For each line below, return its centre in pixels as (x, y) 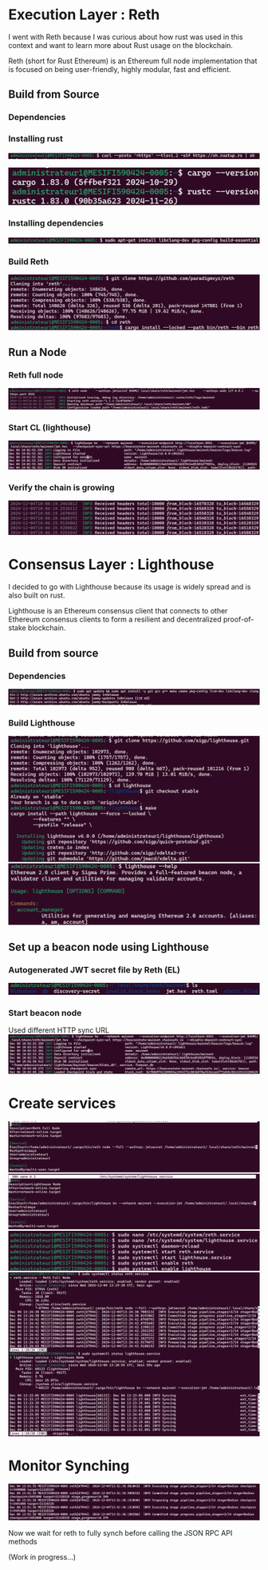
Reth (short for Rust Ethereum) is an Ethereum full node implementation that (133, 61)
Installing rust (36, 139)
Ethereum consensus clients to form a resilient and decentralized (115, 619)
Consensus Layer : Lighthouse (111, 565)
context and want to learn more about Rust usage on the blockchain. (121, 45)
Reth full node (36, 375)
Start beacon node (45, 1013)
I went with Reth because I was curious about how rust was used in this (126, 37)
